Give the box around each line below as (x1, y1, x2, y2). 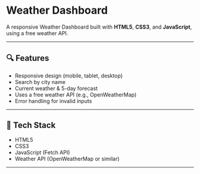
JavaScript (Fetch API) (14, 148, 70, 156)
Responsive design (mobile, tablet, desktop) (14, 72, 123, 79)
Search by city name (14, 78, 65, 85)
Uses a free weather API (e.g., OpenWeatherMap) (14, 91, 137, 98)
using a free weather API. (6, 29, 68, 36)
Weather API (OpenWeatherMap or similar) (14, 155, 120, 162)
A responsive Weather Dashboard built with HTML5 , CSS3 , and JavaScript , (6, 23, 192, 30)
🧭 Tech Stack (6, 120, 56, 130)
